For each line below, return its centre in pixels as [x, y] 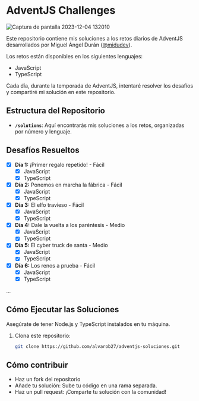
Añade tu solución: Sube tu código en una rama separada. [86, 386]
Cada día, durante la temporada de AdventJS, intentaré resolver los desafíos [100, 86]
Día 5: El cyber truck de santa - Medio [61, 245]
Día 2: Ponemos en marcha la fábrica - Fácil [69, 185]
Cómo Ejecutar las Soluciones [63, 310]
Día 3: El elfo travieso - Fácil [49, 205]
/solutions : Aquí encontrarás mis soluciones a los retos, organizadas [99, 125]
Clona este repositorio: [42, 335]
